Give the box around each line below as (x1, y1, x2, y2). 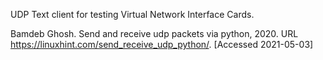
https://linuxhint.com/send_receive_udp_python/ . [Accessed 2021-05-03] (10, 39, 314, 50)
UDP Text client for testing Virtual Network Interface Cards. (10, 9, 255, 20)
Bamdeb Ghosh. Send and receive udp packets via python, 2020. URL (10, 28, 299, 39)
